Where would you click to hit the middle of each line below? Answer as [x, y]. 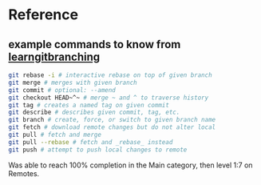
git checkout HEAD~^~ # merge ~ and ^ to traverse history [109, 98]
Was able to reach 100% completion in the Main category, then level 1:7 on [130, 165]
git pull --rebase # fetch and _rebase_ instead [91, 142]
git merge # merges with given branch [73, 82]
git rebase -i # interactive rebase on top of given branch [111, 75]
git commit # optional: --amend [62, 90]
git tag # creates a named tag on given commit [89, 105]
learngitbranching [54, 56]
